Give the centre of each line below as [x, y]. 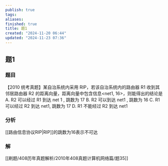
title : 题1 [16, 29]
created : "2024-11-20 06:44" [36, 33]
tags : [11, 15]
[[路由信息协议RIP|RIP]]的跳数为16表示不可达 [51, 132]
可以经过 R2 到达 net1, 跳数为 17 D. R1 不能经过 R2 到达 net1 [66, 106]
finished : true [21, 24]
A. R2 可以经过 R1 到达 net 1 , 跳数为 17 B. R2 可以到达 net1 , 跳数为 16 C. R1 [82, 100]
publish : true [20, 10]
